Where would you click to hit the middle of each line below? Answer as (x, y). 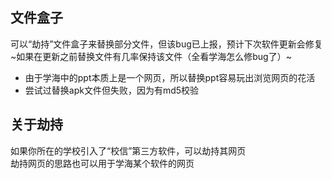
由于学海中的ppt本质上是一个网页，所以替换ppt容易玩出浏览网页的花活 (170, 77)
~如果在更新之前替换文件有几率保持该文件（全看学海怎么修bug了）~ (151, 56)
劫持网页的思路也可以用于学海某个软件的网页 (102, 163)
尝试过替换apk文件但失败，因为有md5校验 (112, 90)
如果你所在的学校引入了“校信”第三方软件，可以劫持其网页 (128, 150)
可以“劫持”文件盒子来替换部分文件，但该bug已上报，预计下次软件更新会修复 (166, 44)
